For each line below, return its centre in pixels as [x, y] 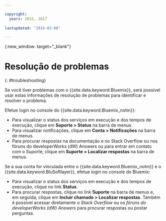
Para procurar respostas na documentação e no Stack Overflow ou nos [85, 141]
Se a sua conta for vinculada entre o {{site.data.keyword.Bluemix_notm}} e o [83, 167]
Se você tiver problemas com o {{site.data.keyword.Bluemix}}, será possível [83, 90]
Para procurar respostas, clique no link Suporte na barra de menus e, [83, 192]
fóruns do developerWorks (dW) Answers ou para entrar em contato [82, 146]
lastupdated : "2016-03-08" [33, 28]
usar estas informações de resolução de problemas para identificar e [75, 96]
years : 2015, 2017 [28, 19]
